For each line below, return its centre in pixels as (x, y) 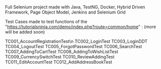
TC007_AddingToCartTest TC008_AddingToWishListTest (62, 52)
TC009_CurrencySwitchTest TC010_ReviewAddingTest (60, 57)
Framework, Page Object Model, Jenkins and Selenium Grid (66, 12)
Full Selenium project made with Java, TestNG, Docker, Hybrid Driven (75, 7)
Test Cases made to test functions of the (46, 22)
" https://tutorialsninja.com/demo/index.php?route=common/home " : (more (80, 27)
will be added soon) (25, 32)
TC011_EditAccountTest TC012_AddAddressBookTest (59, 62)
